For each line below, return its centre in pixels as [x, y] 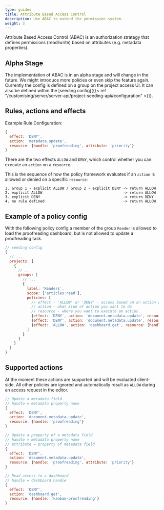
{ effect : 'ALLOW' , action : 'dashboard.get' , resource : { [90, 325]
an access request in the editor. [37, 390]
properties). [17, 48]
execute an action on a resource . [38, 165]
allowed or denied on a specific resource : [47, 179]
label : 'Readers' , [45, 288]
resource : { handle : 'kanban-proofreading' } [54, 499]
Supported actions [34, 368]
